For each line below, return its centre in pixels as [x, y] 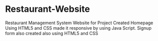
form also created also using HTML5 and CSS [52, 33]
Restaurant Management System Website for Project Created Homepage [79, 23]
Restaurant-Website [48, 9]
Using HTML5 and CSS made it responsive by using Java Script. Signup [79, 28]
